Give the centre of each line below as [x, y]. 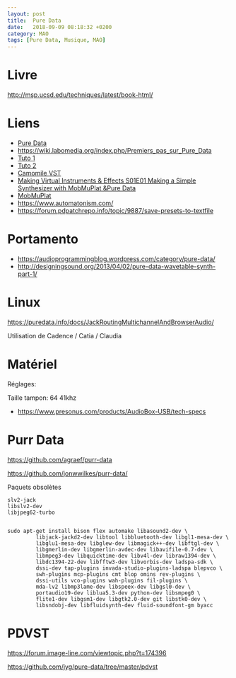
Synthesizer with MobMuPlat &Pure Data [77, 188]
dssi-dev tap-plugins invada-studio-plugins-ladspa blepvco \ [129, 568]
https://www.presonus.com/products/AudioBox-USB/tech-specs [112, 411]
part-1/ [27, 274]
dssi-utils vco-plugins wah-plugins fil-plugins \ [112, 580]
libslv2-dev [25, 506]
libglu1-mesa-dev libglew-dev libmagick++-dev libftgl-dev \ [128, 543]
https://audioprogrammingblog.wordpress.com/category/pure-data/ [116, 258]
